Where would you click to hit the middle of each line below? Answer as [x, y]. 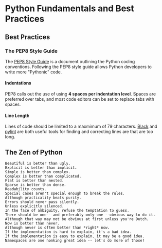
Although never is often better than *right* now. [57, 228]
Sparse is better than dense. [36, 185]
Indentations [18, 83]
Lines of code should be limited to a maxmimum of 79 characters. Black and [81, 126]
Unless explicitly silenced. [35, 206]
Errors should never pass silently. [42, 202]
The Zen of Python [34, 152]
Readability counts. [26, 189]
